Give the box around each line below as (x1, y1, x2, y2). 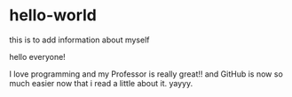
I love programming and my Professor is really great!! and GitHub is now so (9, 68, 284, 79)
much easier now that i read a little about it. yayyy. (9, 78, 193, 88)
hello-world (9, 5, 98, 26)
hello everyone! (9, 51, 67, 62)
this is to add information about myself (9, 34, 150, 45)
